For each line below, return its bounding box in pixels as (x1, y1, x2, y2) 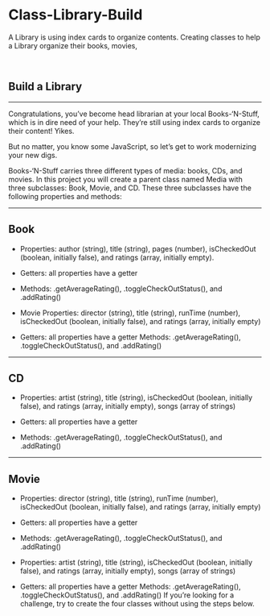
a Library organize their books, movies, (8, 40, 138, 50)
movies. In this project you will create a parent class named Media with (8, 174, 243, 184)
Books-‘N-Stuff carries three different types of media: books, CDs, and (8, 165, 243, 175)
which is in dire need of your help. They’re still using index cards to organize (8, 117, 261, 127)
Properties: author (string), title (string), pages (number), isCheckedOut (19, 243, 256, 253)
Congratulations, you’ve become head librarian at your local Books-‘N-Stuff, (8, 109, 260, 119)
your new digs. (8, 150, 58, 160)
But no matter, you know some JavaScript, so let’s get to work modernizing (8, 141, 257, 151)
